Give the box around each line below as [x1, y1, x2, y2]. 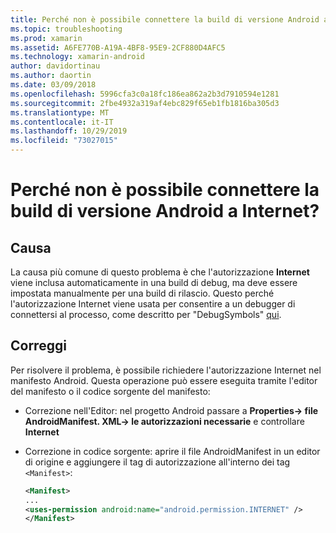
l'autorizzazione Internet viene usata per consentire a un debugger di [10, 298, 296, 310]
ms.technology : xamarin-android [10, 52, 145, 62]
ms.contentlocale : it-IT [10, 117, 114, 127]
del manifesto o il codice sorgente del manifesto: [10, 385, 211, 397]
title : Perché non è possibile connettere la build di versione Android [10, 14, 320, 25]
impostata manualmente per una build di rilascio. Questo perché [10, 287, 275, 299]
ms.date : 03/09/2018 [10, 80, 97, 90]
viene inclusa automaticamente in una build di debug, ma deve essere [10, 277, 298, 288]
